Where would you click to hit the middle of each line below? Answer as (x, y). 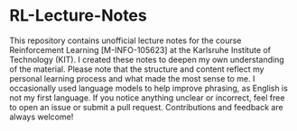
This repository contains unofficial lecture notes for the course (125, 40)
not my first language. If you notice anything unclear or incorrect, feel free (147, 97)
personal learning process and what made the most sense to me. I (132, 78)
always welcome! (42, 117)
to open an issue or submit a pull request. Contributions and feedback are (146, 107)
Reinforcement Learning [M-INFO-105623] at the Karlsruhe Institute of (140, 49)
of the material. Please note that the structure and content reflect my (137, 69)
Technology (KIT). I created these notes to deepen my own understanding (147, 59)
